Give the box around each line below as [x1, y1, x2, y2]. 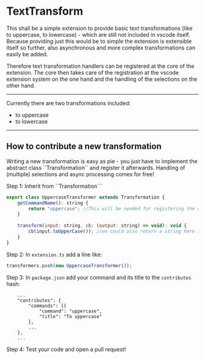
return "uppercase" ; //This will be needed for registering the [28, 205, 195, 212]
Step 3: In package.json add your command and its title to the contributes [6, 273, 192, 281]
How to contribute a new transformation [6, 141, 162, 152]
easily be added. [6, 50, 48, 57]
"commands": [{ [28, 303, 67, 309]
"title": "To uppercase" [38, 313, 103, 319]
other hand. [6, 81, 35, 89]
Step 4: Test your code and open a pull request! [6, 346, 126, 353]
